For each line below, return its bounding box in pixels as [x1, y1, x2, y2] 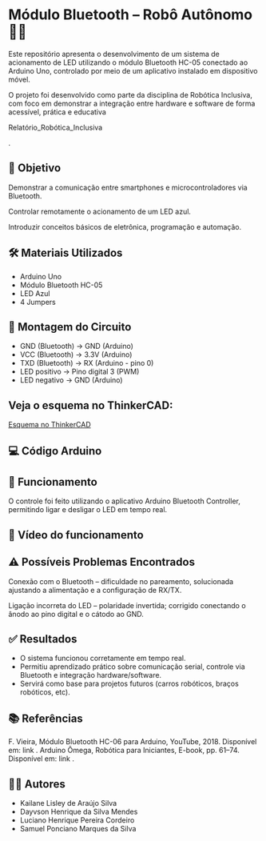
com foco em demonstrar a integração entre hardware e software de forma [8, 98, 256, 108]
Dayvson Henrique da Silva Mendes [19, 807, 138, 817]
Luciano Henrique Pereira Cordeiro [19, 815, 135, 825]
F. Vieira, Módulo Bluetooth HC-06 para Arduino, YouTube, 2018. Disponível [8, 737, 257, 747]
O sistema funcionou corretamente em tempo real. [19, 654, 186, 663]
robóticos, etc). [19, 687, 70, 697]
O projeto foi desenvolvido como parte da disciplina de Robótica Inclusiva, [8, 90, 253, 99]
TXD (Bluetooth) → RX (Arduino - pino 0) [19, 358, 154, 368]
